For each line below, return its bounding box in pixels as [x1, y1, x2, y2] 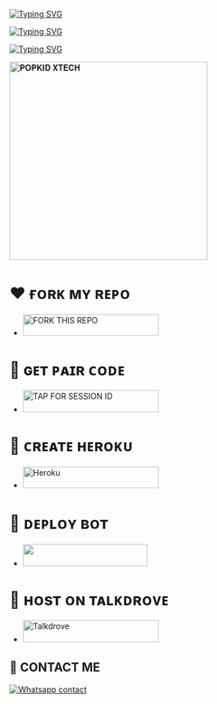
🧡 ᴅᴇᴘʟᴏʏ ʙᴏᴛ [9, 513, 108, 534]
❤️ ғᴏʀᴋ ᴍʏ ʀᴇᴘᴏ [9, 284, 131, 304]
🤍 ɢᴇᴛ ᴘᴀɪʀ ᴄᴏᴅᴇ [9, 359, 126, 380]
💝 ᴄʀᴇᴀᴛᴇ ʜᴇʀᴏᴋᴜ [9, 435, 134, 456]
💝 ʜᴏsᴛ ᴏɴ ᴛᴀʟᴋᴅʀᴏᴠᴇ [9, 589, 169, 610]
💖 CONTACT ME [9, 660, 101, 675]
